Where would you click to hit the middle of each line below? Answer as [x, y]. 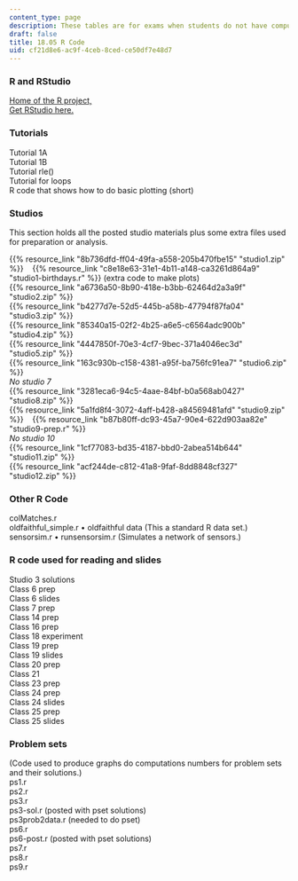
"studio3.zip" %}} [41, 316]
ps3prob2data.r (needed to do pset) [75, 819]
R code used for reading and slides [86, 560]
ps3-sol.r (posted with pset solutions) [78, 810]
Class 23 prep [35, 683]
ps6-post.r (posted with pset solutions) [81, 838]
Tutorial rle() [32, 171]
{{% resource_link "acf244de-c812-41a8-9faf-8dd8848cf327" [123, 467]
